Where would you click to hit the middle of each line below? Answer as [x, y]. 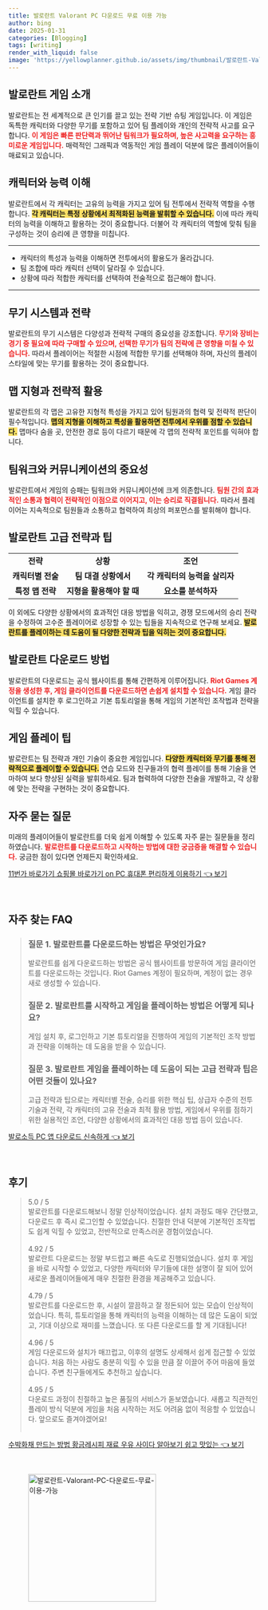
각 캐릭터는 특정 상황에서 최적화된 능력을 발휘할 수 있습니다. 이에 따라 [138, 213]
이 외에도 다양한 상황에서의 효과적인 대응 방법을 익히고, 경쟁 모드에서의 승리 [125, 612]
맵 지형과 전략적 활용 [55, 391]
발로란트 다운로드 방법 [59, 660]
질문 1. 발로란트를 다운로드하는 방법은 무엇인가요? [117, 944]
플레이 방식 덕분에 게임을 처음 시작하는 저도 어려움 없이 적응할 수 [128, 1409]
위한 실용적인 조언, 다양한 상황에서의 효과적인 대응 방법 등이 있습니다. [135, 1120]
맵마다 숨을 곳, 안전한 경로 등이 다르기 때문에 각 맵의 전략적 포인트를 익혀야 [134, 432]
